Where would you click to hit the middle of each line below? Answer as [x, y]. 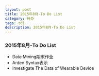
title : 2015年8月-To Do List [34, 14]
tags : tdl [15, 23]
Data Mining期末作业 [33, 57]
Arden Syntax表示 [30, 63]
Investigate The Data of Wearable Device [53, 68]
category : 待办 [20, 18]
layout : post [18, 9]
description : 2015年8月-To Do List [40, 28]
